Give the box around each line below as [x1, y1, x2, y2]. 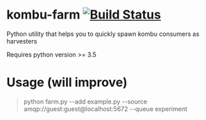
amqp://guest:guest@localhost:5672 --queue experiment [23, 104, 188, 113]
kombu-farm [6, 7, 80, 23]
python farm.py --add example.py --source [23, 97, 148, 106]
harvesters [6, 37, 37, 45]
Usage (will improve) [6, 74, 128, 90]
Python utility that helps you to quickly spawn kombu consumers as [6, 30, 200, 38]
